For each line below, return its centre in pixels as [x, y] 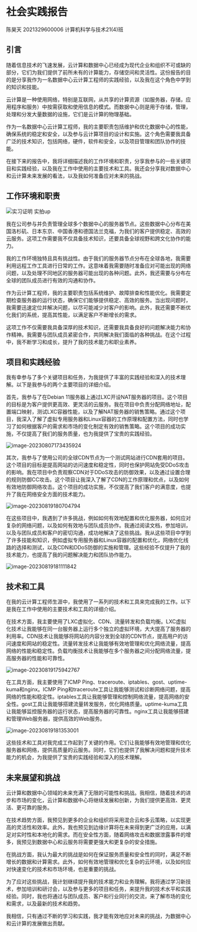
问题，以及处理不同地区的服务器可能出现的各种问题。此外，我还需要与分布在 [98, 273]
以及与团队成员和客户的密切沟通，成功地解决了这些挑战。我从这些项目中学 [96, 533]
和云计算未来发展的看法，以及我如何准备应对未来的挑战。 [75, 175]
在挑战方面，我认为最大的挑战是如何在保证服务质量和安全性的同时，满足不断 [98, 854]
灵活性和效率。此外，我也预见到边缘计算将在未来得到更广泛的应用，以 [101, 827]
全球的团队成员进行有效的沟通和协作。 [52, 280]
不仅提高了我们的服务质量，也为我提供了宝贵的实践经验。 [86, 434]
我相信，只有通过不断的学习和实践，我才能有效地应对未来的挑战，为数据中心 [98, 916]
